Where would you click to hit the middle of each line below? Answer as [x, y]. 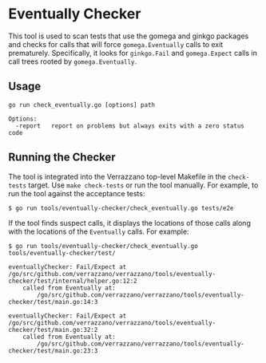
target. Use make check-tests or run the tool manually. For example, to [143, 185]
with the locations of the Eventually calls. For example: [99, 231]
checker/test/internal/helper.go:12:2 [73, 281]
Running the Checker [62, 158]
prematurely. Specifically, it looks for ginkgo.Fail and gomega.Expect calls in [133, 53]
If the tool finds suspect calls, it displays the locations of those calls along [130, 223]
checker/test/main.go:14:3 [53, 302]
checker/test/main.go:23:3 [53, 351]
